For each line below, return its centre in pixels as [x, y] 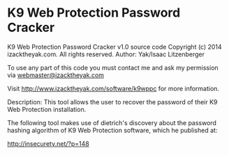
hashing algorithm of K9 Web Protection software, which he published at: [112, 130]
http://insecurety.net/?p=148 [48, 143]
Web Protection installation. [47, 109]
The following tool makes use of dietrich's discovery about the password [112, 122]
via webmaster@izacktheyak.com [56, 75]
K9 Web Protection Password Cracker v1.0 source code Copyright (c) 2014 [114, 47]
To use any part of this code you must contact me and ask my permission [113, 67]
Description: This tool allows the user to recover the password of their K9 [112, 101]
